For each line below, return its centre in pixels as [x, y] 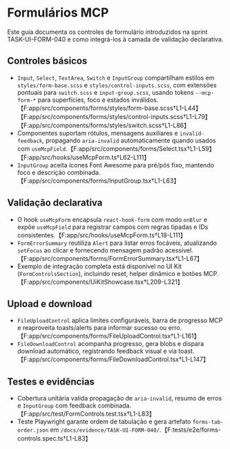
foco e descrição [41, 172]
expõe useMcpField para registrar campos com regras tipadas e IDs [113, 227]
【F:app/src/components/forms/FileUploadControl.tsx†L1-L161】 [108, 336]
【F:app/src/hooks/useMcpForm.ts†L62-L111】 [84, 157]
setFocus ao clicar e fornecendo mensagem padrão [90, 250]
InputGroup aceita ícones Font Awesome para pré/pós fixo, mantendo [116, 165]
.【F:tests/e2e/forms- [190, 430]
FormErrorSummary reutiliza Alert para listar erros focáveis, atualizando [117, 243]
